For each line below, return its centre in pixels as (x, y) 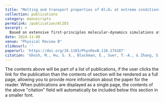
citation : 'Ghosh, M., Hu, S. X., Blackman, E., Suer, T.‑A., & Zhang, (79, 55)
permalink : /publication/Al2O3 (37, 23)
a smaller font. (20, 95)
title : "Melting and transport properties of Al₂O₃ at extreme (71, 10)
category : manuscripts (28, 19)
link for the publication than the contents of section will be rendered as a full (82, 75)
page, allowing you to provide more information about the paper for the (76, 79)
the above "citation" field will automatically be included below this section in (82, 90)
